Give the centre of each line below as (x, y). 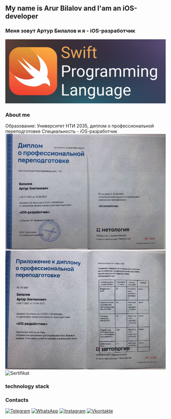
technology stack (27, 386)
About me (18, 115)
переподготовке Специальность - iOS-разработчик (61, 132)
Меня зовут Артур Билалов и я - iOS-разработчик (70, 31)
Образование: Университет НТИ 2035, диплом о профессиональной (80, 126)
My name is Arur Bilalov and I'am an (63, 8)
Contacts (17, 400)
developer (22, 17)
